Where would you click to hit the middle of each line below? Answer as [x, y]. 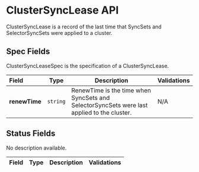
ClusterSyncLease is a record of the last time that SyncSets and [84, 27]
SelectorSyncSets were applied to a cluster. [59, 33]
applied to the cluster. [101, 112]
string [56, 101]
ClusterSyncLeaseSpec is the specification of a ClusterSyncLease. [88, 66]
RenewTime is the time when [111, 90]
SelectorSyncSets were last [109, 105]
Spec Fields [28, 52]
